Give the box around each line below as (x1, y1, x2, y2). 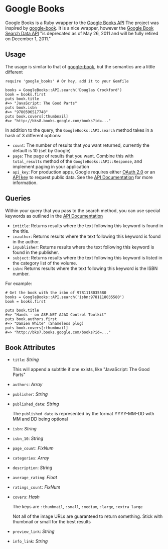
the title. (12, 228, 30, 234)
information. (12, 179, 38, 186)
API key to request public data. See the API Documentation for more (12, 174, 153, 180)
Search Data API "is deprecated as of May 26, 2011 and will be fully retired (5, 30, 159, 36)
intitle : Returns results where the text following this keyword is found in (12, 222, 163, 229)
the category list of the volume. (12, 260, 77, 266)
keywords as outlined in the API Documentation (5, 213, 103, 219)
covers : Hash (12, 494, 40, 500)
